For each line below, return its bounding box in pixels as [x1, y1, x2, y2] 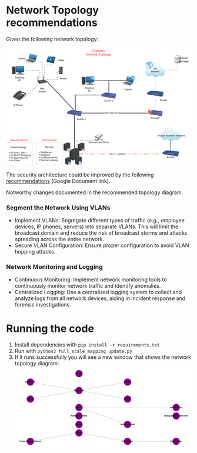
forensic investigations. [14, 301, 72, 308]
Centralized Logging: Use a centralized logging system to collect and [14, 289, 182, 296]
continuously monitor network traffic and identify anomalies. [14, 282, 161, 289]
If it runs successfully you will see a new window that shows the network [14, 354, 192, 361]
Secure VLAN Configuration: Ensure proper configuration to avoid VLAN [14, 242, 189, 249]
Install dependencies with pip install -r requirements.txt [14, 341, 160, 348]
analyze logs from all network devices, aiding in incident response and [14, 295, 186, 302]
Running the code [6, 322, 95, 335]
